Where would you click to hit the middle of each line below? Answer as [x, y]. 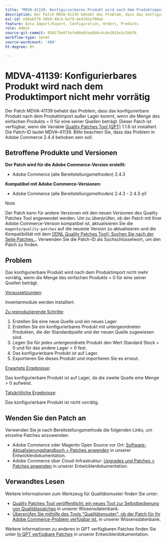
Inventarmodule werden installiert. [40, 302]
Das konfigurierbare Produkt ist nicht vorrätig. [52, 402]
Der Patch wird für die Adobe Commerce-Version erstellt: [65, 165]
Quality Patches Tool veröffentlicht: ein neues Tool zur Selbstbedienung [85, 503]
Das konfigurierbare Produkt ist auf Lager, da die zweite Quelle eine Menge [82, 378]
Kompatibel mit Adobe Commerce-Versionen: [53, 184]
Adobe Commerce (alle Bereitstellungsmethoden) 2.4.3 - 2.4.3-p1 [79, 194]
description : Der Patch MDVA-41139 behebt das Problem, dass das [74, 14]
